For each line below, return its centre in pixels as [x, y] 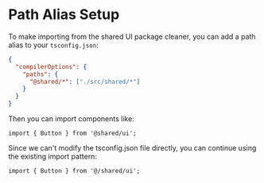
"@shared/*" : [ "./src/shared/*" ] [85, 82]
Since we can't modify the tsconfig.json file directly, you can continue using [132, 148]
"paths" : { [41, 74]
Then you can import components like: [72, 119]
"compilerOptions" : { [51, 67]
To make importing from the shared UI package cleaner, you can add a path [132, 36]
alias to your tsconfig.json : [54, 44]
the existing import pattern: [53, 157]
